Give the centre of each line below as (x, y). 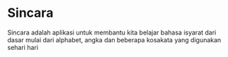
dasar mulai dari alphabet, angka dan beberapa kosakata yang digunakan (114, 39)
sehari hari (23, 47)
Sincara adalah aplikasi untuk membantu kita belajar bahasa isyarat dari (112, 32)
